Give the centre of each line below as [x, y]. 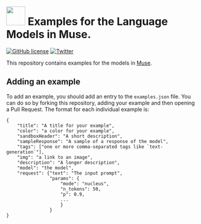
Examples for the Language [97, 22]
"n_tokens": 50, [81, 189]
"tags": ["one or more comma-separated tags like [81, 147]
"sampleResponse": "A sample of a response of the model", [93, 141]
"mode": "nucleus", [85, 184]
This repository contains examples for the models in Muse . [79, 63]
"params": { [64, 178]
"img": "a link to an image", [55, 157]
